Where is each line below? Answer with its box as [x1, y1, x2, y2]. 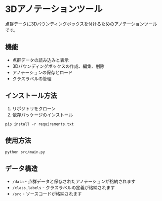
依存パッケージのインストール [12, 111, 73, 118]
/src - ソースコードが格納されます [12, 191, 82, 197]
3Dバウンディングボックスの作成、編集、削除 [12, 63, 105, 69]
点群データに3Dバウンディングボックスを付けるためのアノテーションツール [5, 21, 157, 27]
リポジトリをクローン [12, 105, 56, 111]
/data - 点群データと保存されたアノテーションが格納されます [12, 178, 136, 185]
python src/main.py [5, 150, 45, 155]
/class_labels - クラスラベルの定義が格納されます [12, 185, 115, 191]
